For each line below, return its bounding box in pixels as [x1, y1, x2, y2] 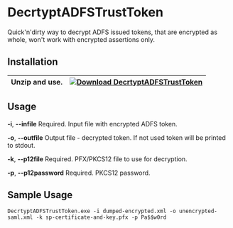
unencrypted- [178, 207, 218, 215]
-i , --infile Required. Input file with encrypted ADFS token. [7, 119, 178, 128]
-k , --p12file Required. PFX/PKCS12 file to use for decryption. [7, 154, 188, 163]
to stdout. [7, 141, 36, 149]
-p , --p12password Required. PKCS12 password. [7, 168, 151, 177]
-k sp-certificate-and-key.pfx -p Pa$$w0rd [36, 214, 167, 221]
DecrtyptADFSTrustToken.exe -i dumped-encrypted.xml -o [7, 207, 176, 215]
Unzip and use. [11, 77, 63, 87]
